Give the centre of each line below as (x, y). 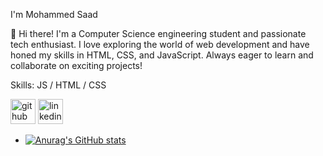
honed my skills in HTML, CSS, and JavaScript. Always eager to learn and (162, 55)
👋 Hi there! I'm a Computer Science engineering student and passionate (158, 33)
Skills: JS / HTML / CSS (58, 85)
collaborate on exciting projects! (76, 65)
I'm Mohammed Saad (54, 14)
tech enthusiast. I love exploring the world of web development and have (160, 44)
